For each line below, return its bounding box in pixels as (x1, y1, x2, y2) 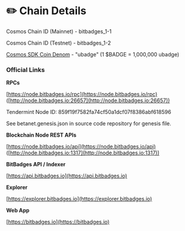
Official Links (6, 65, 45, 74)
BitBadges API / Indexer (6, 161, 66, 168)
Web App (6, 207, 30, 214)
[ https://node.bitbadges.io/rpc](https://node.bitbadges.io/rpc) (6, 91, 158, 98)
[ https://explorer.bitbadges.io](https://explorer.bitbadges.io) (6, 195, 152, 202)
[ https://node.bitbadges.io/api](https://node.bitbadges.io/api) (6, 143, 156, 150)
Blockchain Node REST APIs (6, 131, 77, 139)
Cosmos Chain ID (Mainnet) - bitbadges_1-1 (6, 27, 111, 35)
